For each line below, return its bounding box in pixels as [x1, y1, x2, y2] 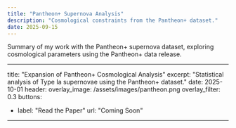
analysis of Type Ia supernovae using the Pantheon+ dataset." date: [7, 78, 204, 87]
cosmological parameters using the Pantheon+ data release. [7, 50, 182, 58]
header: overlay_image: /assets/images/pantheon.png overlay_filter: [24, 85, 221, 94]
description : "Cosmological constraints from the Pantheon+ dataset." [7, 17, 218, 24]
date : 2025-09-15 [7, 23, 58, 30]
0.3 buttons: [7, 93, 42, 101]
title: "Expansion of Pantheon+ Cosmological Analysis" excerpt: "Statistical [7, 70, 224, 79]
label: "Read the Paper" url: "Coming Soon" [17, 106, 143, 115]
